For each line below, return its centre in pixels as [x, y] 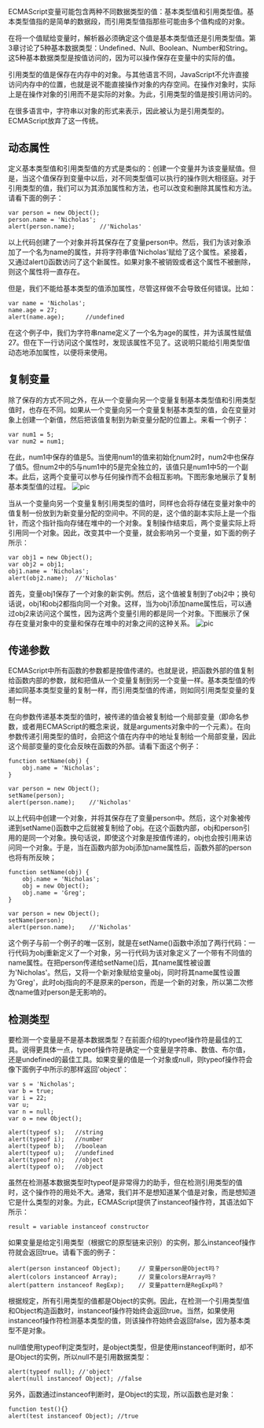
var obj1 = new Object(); [50, 557]
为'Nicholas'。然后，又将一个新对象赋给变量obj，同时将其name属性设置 [125, 972]
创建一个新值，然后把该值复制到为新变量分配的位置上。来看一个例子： [135, 419]
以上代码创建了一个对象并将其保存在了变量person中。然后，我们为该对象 [126, 242]
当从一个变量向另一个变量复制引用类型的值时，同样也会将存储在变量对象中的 [132, 503]
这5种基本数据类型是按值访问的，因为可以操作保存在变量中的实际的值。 [124, 58]
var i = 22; [27, 1098]
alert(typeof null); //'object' [61, 1372]
